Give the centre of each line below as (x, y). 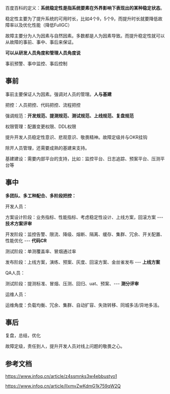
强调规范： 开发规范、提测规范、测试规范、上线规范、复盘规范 (70, 115)
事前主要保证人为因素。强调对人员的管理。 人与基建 (58, 94)
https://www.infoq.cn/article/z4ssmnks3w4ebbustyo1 (61, 376)
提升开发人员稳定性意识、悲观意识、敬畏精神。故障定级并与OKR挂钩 (76, 137)
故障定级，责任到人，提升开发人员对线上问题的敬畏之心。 (65, 346)
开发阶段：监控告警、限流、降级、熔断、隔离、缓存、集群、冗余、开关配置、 (85, 234)
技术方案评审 (18, 223)
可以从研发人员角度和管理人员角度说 (43, 53)
